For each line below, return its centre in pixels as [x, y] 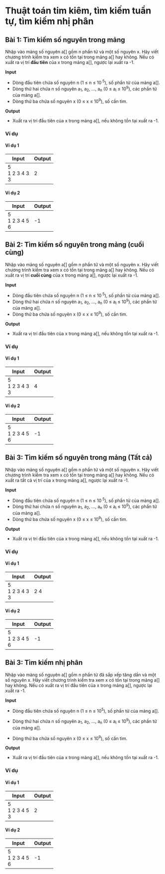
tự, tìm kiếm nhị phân [49, 21]
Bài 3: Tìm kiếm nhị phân [44, 662]
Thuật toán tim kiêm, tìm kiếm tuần [78, 11]
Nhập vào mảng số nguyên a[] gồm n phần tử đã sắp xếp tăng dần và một [81, 675]
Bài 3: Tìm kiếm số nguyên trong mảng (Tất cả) [79, 458]
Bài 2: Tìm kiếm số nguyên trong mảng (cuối [75, 245]
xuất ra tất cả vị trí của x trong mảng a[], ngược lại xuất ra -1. [67, 480]
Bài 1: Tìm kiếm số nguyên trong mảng [65, 40]
